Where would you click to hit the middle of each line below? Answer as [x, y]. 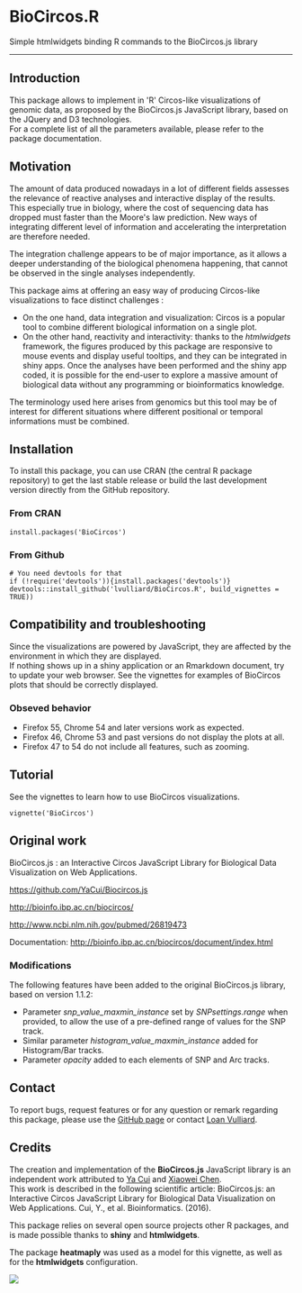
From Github [37, 554]
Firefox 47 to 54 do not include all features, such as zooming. [136, 747]
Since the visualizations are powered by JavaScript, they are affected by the [151, 646]
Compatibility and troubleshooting [108, 625]
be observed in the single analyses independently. [102, 273]
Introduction [45, 78]
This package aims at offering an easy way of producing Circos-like [135, 290]
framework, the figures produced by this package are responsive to [147, 346]
